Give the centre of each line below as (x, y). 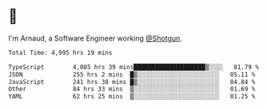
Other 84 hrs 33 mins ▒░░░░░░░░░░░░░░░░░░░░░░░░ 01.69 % (132, 89)
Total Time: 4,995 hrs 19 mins (60, 52)
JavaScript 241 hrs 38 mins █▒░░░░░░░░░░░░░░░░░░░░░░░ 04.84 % (132, 82)
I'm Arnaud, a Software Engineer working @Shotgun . (95, 38)
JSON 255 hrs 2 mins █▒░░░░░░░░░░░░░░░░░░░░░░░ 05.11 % (132, 75)
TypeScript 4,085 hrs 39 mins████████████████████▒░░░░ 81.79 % (134, 67)
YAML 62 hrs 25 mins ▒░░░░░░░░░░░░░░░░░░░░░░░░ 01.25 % (132, 97)
